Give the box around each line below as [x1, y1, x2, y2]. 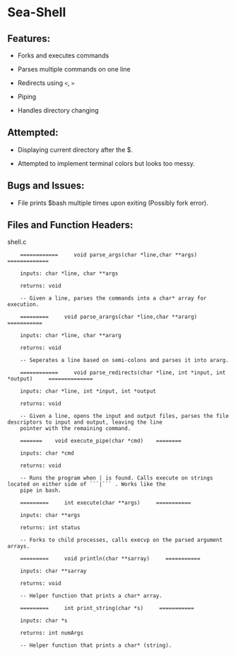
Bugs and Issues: [7, 180, 85, 192]
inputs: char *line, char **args [20, 270, 119, 277]
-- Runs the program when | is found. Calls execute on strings [20, 475, 213, 482]
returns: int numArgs [20, 630, 83, 637]
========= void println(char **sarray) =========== [20, 555, 201, 562]
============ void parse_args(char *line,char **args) [20, 251, 198, 259]
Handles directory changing [17, 106, 99, 114]
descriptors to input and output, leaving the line [7, 419, 163, 426]
